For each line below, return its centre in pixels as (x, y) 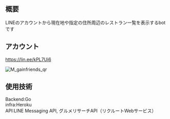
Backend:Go (18, 100)
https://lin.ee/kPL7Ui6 (28, 59)
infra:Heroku (18, 105)
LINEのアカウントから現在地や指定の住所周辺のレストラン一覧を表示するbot (86, 23)
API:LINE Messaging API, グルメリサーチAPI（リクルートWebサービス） (81, 111)
